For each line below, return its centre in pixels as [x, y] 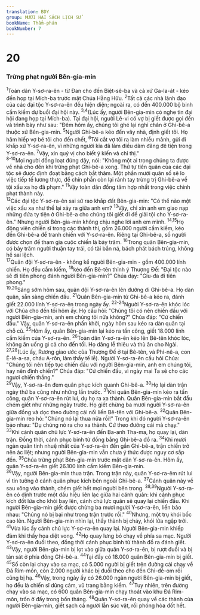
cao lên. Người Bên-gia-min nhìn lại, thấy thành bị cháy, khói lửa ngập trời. [97, 521]
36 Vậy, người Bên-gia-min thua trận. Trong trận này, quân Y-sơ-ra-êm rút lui [99, 473]
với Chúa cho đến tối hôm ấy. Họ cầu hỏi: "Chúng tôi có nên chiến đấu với [97, 310]
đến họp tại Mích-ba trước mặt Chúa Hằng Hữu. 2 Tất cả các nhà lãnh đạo [96, 98]
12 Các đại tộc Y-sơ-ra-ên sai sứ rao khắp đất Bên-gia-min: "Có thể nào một [99, 200]
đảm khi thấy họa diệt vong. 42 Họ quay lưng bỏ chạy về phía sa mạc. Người [99, 535]
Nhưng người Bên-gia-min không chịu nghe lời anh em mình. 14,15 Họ [100, 221]
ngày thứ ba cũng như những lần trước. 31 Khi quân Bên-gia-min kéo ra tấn [97, 391]
